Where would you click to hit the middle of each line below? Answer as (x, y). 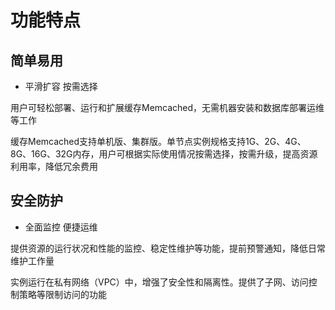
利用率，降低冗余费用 (54, 166)
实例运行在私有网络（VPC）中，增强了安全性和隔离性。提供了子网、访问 (159, 282)
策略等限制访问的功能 (62, 294)
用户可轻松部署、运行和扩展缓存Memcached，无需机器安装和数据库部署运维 (167, 107)
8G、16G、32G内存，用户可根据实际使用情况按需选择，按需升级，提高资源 (164, 154)
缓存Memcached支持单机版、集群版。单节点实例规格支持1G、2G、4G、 (158, 141)
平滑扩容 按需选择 (61, 86)
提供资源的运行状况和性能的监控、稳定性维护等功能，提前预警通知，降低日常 (168, 248)
